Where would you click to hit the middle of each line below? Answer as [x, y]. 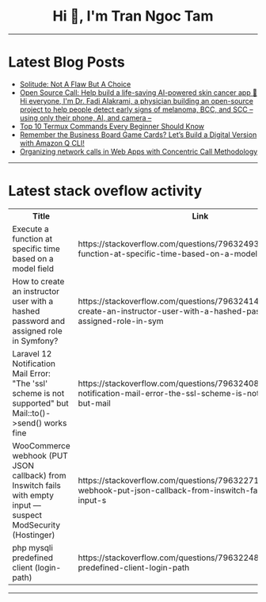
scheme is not [38, 393]
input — [27, 505]
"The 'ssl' [30, 383]
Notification [34, 364]
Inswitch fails [36, 485]
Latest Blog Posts [66, 62]
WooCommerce [42, 445]
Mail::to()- [32, 413]
